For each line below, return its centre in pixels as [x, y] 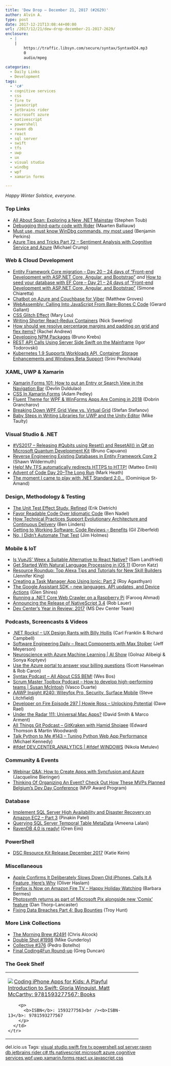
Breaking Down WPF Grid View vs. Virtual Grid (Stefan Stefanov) [81, 410]
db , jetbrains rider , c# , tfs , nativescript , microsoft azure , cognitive [70, 1053]
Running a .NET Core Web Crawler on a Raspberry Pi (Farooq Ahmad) [86, 598]
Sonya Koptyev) [29, 660]
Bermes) [22, 894]
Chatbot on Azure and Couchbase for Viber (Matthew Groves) [78, 299]
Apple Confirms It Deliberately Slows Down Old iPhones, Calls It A [82, 877]
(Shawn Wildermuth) [34, 462]
